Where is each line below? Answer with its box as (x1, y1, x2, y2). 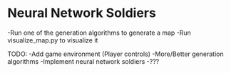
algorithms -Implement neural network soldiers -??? (7, 57, 160, 65)
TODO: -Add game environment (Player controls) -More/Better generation (7, 50, 224, 58)
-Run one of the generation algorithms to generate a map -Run (7, 28, 191, 37)
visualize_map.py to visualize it (7, 35, 98, 44)
